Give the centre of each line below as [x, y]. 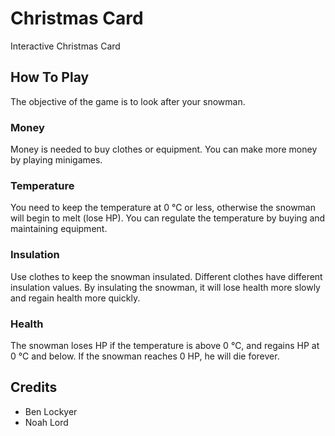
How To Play [50, 77]
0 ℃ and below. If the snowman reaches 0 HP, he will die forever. [145, 356]
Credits [34, 387]
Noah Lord [46, 422]
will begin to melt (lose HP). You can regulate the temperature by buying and [168, 218]
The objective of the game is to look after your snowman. [128, 101]
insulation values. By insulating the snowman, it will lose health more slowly [165, 287]
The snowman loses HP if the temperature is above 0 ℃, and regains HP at [165, 345]
